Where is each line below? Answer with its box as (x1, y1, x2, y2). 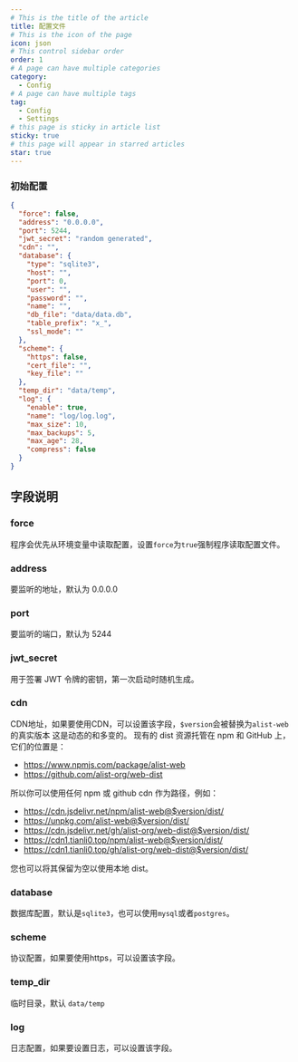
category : (10, 72, 48, 82)
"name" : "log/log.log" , (26, 411, 117, 420)
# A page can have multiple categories (10, 64, 161, 73)
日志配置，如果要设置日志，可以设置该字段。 (10, 1042, 178, 1053)
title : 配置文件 (10, 22, 66, 31)
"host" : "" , (26, 268, 72, 277)
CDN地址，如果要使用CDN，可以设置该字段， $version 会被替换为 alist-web (10, 718, 289, 729)
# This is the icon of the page (10, 30, 132, 39)
